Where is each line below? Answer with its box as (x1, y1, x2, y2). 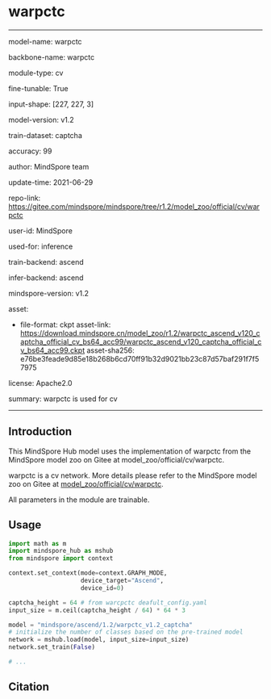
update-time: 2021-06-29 (8, 177, 94, 187)
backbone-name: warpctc (8, 52, 95, 62)
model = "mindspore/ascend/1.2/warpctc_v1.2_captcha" (8, 621, 194, 629)
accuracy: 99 (8, 146, 52, 156)
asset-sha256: (86, 345, 135, 355)
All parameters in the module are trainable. (8, 495, 150, 504)
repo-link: (8, 193, 41, 203)
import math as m (8, 539, 67, 547)
